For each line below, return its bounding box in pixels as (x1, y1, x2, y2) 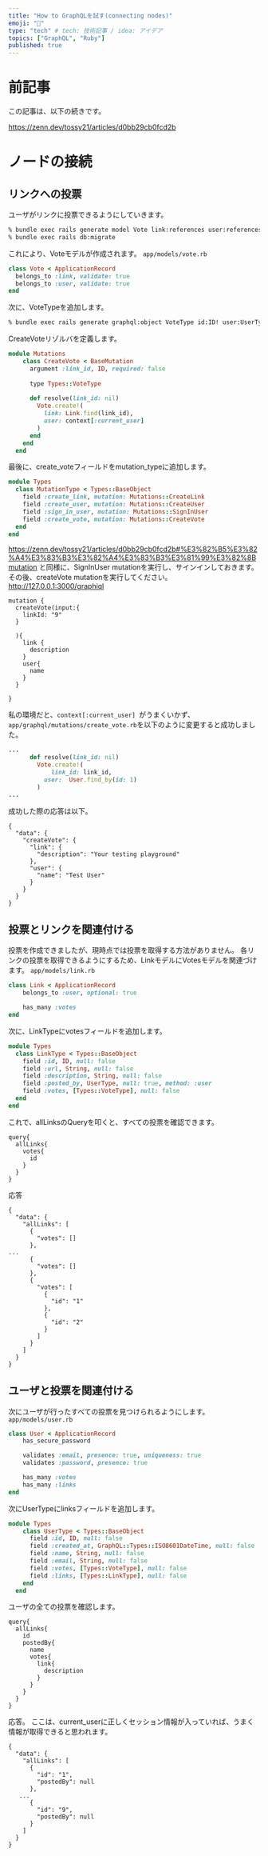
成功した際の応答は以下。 (8, 806, 93, 816)
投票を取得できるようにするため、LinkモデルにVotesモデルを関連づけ (29, 955, 258, 965)
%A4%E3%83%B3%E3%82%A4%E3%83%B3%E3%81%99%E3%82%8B (8, 553, 257, 562)
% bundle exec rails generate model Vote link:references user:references (8, 226, 262, 234)
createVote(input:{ (15, 604, 81, 612)
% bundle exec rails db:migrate (8, 233, 116, 241)
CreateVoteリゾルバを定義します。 (8, 334, 121, 344)
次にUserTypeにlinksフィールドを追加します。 (8, 1503, 160, 1513)
